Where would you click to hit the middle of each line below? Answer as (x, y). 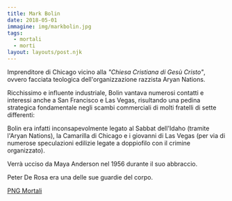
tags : (15, 33)
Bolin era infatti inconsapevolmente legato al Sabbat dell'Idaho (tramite (108, 128)
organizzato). (26, 150)
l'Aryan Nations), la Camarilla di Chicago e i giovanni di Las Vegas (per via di (116, 135)
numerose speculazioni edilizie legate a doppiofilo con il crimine (99, 143)
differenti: (21, 114)
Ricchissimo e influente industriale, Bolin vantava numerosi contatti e (106, 93)
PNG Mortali (25, 191)
